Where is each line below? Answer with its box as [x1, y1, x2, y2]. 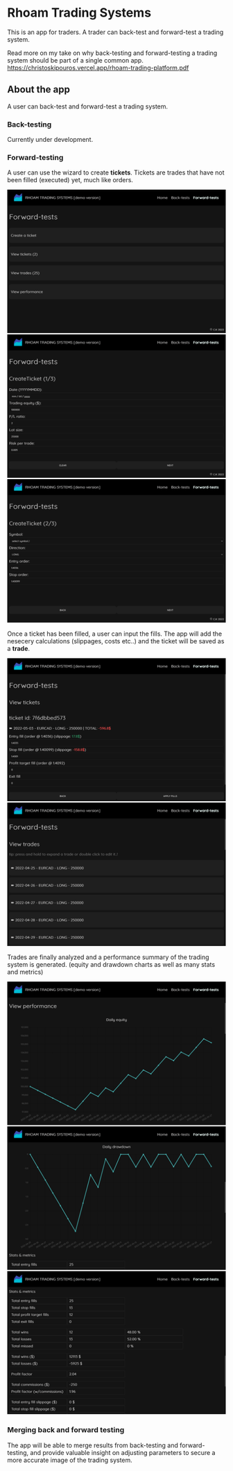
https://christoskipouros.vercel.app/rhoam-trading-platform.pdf [7, 63, 189, 72]
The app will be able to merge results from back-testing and [7, 1441, 179, 1449]
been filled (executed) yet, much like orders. [7, 176, 134, 184]
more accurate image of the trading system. [7, 1456, 133, 1464]
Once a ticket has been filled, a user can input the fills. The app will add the [7, 629, 223, 638]
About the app [7, 83, 71, 95]
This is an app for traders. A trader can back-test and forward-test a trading [7, 28, 224, 36]
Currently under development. [7, 136, 94, 144]
